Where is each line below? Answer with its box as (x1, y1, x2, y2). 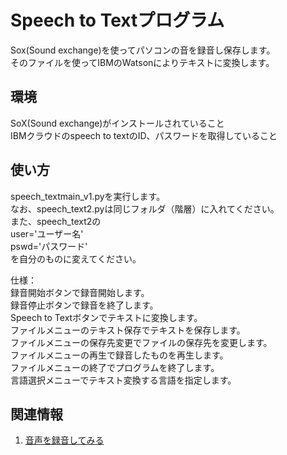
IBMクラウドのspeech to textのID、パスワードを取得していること (10, 129, 278, 141)
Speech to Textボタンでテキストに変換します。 (10, 311, 203, 323)
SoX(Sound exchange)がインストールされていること (10, 117, 225, 129)
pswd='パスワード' (10, 240, 88, 252)
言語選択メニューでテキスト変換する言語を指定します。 (10, 374, 237, 386)
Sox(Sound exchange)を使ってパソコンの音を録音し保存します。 (10, 44, 276, 56)
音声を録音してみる (24, 434, 105, 446)
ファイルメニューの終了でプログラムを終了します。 (10, 361, 220, 373)
